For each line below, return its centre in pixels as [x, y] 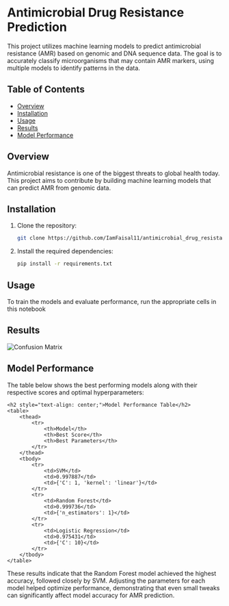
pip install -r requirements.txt [65, 264]
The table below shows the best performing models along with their [103, 385]
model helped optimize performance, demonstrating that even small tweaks [113, 588]
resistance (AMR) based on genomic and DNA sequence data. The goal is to [114, 53]
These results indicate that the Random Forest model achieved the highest [112, 573]
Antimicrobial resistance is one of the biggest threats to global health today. [113, 173]
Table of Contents [46, 89]
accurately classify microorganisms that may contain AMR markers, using [110, 60]
